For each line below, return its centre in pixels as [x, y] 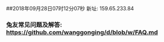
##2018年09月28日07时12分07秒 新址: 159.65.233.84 [70, 8]
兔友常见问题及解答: [34, 25]
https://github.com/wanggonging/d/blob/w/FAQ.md [82, 32]
